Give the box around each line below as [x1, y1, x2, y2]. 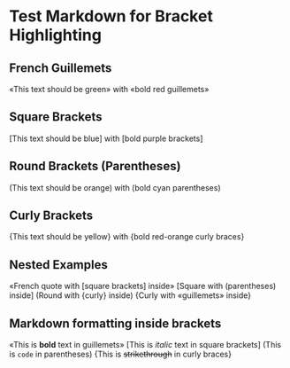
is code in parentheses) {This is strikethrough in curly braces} [9, 348, 233, 360]
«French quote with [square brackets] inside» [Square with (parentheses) [9, 281, 277, 292]
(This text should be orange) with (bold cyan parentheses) [9, 182, 221, 192]
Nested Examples [9, 257, 108, 272]
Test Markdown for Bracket [9, 6, 214, 27]
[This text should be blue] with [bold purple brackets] [9, 133, 203, 144]
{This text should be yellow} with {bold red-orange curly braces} [9, 231, 245, 242]
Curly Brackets [9, 208, 94, 223]
